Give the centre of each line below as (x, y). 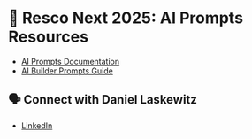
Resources (49, 37)
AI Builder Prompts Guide (67, 71)
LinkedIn (37, 125)
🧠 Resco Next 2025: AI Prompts (126, 18)
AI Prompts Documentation (70, 61)
